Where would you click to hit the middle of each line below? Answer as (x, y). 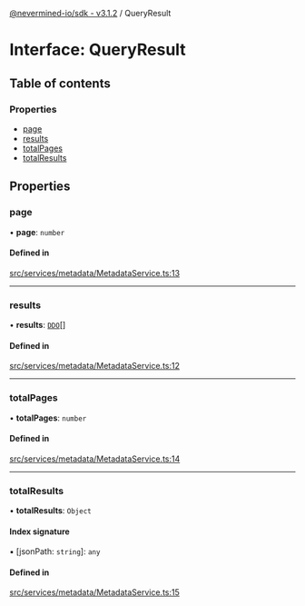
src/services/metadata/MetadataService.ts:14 (95, 459)
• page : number (37, 232)
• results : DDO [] (38, 325)
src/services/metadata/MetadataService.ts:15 (94, 592)
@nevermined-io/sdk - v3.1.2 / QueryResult (90, 13)
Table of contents (60, 83)
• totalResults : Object (51, 511)
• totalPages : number (48, 418)
